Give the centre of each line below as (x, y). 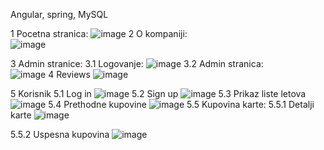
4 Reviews (69, 74)
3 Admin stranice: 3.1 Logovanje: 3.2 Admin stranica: (137, 63)
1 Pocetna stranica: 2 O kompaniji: (99, 33)
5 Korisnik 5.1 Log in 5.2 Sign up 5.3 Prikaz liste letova (158, 93)
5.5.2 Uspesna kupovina (60, 134)
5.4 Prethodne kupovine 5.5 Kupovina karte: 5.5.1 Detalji (181, 104)
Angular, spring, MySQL (59, 14)
